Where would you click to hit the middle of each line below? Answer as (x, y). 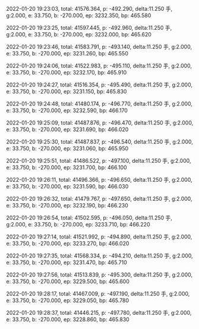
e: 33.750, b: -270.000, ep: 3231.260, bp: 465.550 (67, 53)
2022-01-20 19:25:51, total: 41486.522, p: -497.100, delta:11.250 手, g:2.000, (99, 161)
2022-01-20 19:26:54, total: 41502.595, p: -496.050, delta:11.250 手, (89, 218)
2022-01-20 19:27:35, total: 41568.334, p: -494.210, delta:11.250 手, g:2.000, (99, 256)
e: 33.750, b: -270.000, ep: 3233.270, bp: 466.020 (68, 243)
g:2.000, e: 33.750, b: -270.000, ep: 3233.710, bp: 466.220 (78, 224)
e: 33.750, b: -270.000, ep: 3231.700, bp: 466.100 (67, 167)
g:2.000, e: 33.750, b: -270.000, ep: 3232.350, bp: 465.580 (79, 15)
